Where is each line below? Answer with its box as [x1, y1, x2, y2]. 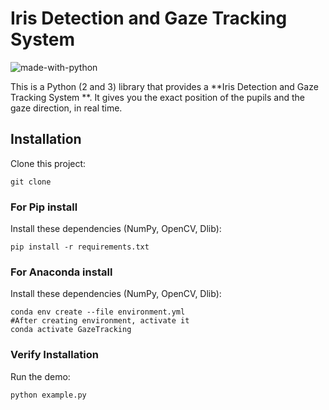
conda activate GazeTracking [10, 325, 132, 335]
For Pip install [10, 200, 78, 214]
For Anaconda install [10, 265, 113, 279]
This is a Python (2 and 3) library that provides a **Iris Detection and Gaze [10, 80, 319, 92]
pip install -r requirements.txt [10, 242, 150, 252]
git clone [10, 177, 52, 187]
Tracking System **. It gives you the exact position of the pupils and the [10, 91, 305, 103]
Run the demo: [10, 370, 71, 382]
